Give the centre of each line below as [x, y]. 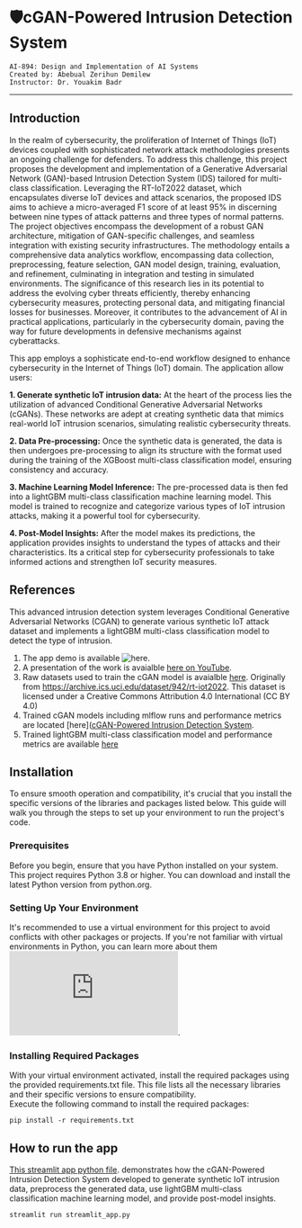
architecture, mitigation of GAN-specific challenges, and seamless [132, 236]
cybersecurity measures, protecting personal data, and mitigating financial [147, 302]
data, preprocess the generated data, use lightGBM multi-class [126, 1189]
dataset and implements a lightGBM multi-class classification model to [139, 631]
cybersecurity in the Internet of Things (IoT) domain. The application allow [147, 368]
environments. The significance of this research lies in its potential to [137, 283]
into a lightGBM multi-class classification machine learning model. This [141, 497]
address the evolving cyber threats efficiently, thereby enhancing [130, 292]
